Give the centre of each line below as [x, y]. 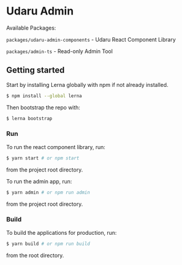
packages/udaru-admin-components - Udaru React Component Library [91, 39]
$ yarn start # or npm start [43, 158]
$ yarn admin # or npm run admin [48, 192]
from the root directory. [35, 255]
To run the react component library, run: [56, 147]
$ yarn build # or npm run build [48, 244]
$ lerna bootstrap [29, 118]
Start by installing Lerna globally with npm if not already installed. [87, 85]
